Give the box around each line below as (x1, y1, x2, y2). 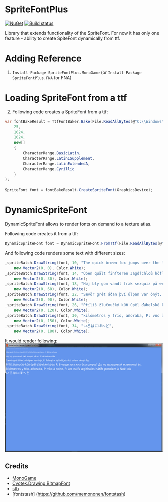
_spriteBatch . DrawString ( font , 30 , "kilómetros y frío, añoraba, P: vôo (5, 313, 160, 318)
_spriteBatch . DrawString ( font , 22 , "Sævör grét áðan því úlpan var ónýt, (5, 292, 162, 297)
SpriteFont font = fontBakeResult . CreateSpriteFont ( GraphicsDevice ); (5, 188, 153, 193)
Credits (5, 462, 29, 470)
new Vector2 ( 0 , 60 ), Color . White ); (14, 287, 88, 292)
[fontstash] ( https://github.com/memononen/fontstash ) (12, 491, 126, 497)
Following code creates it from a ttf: (5, 231, 78, 236)
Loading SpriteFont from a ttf (5, 92, 127, 104)
